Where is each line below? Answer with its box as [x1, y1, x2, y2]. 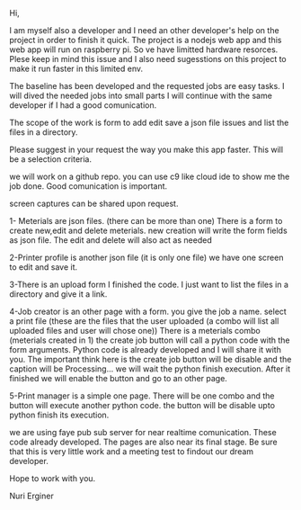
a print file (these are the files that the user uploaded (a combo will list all [9, 316, 279, 327]
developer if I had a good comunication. [9, 100, 157, 111]
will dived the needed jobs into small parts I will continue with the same [9, 90, 272, 101]
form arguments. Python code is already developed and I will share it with [9, 344, 281, 354]
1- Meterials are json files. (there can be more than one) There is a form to [9, 216, 283, 226]
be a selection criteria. [9, 154, 93, 165]
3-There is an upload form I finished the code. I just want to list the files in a [9, 279, 289, 290]
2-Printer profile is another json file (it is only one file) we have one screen [9, 252, 284, 263]
